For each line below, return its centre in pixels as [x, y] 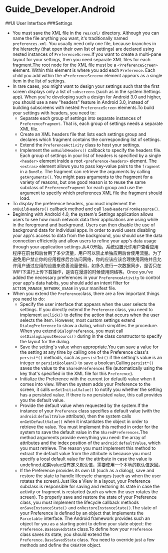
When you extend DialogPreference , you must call [71, 331]
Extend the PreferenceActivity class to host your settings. [80, 145]
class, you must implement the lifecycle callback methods [79, 502]
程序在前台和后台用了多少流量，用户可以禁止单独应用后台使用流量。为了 [87, 253]
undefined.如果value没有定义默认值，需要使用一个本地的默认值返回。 [91, 465]
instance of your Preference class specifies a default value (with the [90, 410]
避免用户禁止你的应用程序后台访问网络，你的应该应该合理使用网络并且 [85, 259]
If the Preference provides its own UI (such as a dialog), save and [87, 470]
